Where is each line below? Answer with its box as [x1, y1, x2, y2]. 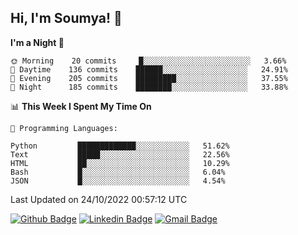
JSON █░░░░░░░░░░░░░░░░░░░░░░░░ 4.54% [10, 176, 226, 186]
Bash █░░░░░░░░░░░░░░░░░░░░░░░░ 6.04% [10, 167, 226, 177]
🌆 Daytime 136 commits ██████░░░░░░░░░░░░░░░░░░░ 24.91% [10, 64, 288, 75]
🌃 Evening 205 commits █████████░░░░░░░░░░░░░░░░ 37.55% [10, 73, 288, 83]
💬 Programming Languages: [10, 123, 118, 133]
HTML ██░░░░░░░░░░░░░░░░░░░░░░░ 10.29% [10, 158, 230, 168]
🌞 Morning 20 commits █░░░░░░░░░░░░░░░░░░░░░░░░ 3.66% [10, 56, 287, 66]
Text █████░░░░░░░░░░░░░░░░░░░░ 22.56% [10, 149, 230, 160]
